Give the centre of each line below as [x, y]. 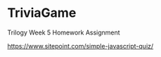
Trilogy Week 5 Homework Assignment [64, 32]
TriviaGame [42, 13]
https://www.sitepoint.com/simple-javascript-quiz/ [80, 46]
